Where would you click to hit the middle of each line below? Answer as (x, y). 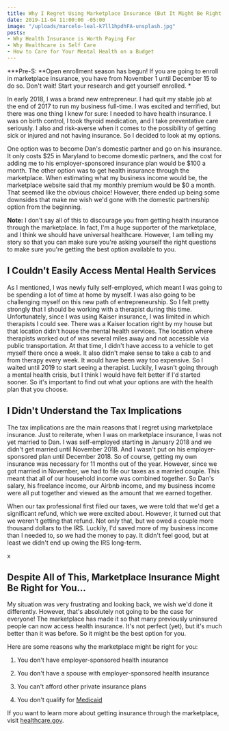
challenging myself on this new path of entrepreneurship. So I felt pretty (108, 301)
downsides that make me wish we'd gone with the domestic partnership (108, 199)
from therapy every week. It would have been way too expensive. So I (105, 360)
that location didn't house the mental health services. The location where (110, 331)
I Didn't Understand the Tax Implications (95, 411)
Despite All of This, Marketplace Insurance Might (113, 577)
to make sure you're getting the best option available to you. (92, 249)
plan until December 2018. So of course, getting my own (118, 456)
